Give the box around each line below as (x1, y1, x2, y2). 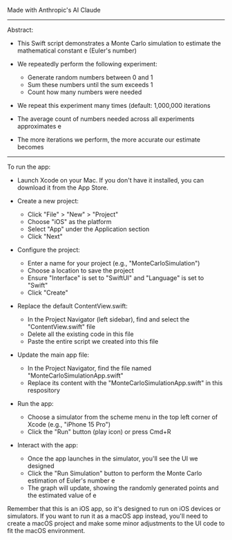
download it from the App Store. (17, 183, 109, 192)
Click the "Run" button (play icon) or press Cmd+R (27, 428, 171, 436)
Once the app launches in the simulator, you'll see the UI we (27, 454, 198, 463)
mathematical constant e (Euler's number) (17, 46, 137, 55)
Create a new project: (17, 197, 79, 205)
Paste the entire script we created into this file (27, 337, 159, 345)
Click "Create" (27, 288, 69, 297)
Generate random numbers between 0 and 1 (27, 73, 153, 82)
